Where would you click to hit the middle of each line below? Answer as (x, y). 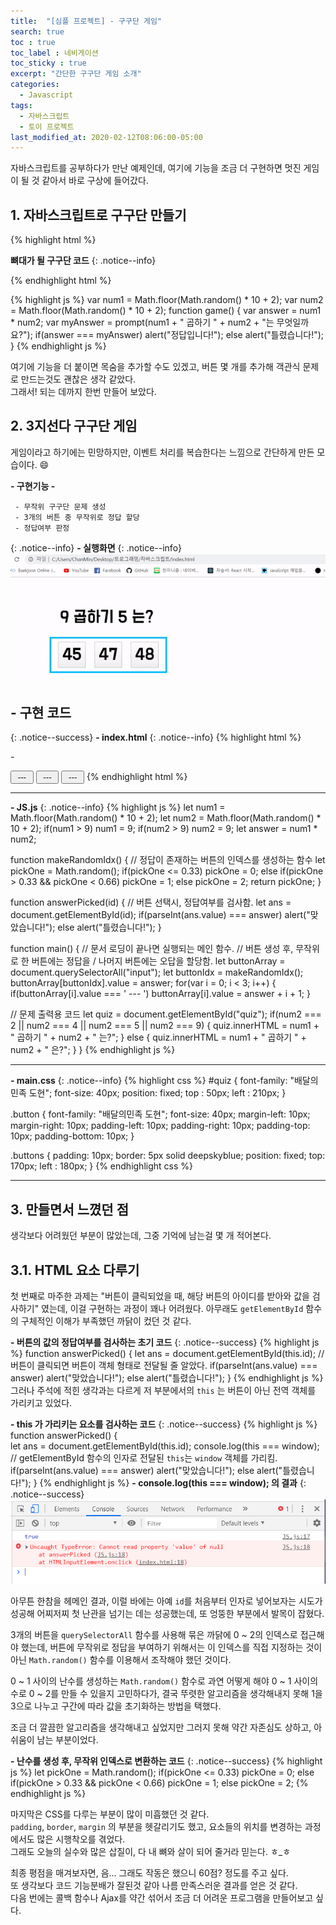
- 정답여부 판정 (42, 528)
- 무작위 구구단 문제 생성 (60, 506)
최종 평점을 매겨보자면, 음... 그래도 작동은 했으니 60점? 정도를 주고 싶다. (149, 1873)
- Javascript (46, 95)
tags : (21, 105)
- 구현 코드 (41, 713)
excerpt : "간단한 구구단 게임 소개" (76, 74)
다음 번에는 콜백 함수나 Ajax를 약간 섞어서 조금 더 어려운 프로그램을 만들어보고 (162, 1898)
